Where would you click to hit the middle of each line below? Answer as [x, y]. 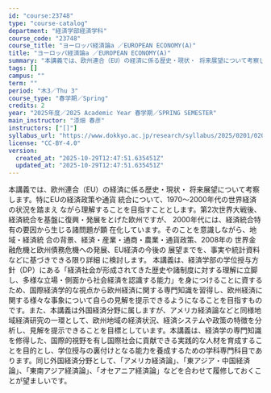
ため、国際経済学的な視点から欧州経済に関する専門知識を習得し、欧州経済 [132, 290]
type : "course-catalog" [48, 23]
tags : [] [23, 68]
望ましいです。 [47, 381]
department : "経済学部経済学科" [58, 31]
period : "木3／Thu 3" [44, 91]
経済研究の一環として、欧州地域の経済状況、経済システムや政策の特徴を [135, 321]
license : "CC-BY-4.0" [45, 143]
